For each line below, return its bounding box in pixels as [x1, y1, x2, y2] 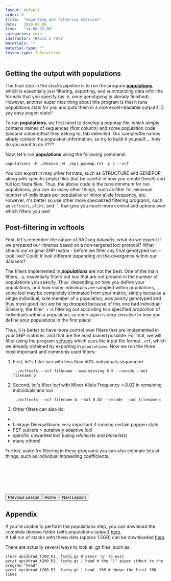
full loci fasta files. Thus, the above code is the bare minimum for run [5, 181, 150, 187]
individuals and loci [12, 387, 54, 393]
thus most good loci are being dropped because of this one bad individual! [5, 301, 162, 307]
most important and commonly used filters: [5, 348, 96, 355]
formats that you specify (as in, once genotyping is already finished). [5, 94, 151, 100]
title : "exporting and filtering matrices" [5, 17, 102, 22]
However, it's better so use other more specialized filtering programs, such [5, 197, 163, 203]
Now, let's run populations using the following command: [5, 151, 126, 157]
